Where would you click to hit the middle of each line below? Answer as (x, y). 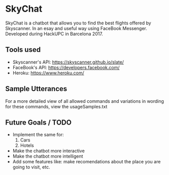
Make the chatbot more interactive (48, 151)
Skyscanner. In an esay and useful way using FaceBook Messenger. (76, 28)
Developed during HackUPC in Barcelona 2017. (54, 34)
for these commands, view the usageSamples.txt (56, 106)
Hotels (27, 145)
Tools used (23, 50)
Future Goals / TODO (39, 122)
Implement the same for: (38, 135)
